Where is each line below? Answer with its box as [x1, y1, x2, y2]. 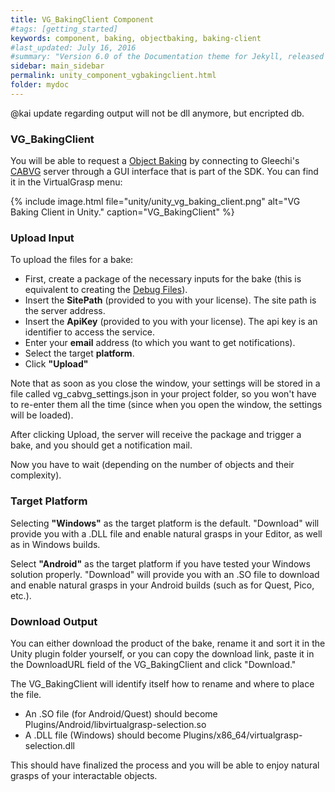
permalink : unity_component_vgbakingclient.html [10, 71, 217, 81]
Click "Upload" [24, 358, 89, 370]
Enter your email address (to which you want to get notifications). [24, 337, 296, 349]
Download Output [10, 614, 98, 628]
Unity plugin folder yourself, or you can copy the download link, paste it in [10, 647, 315, 660]
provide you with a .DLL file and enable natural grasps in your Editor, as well [10, 527, 323, 540]
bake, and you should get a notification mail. [10, 439, 193, 451]
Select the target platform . [24, 347, 135, 360]
